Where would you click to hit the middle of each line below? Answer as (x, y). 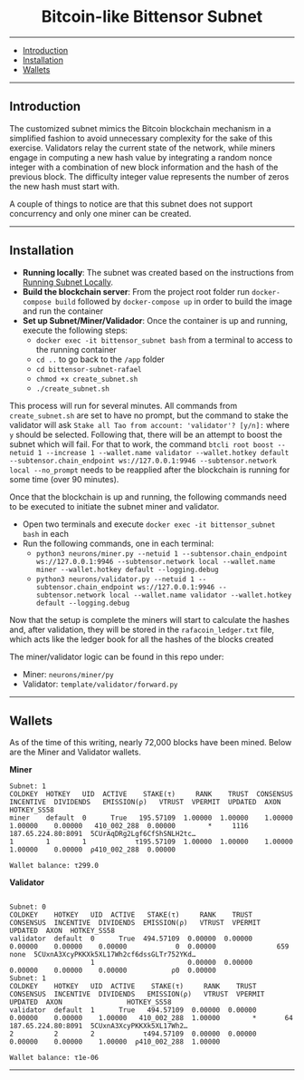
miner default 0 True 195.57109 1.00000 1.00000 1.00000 (152, 818)
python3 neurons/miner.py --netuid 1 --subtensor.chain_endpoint (161, 554)
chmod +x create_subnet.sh (87, 379)
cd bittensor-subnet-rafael (89, 369)
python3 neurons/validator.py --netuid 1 (115, 579)
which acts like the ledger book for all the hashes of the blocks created (142, 639)
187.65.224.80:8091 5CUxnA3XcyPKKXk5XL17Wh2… (99, 1026)
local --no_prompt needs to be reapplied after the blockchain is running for (150, 470)
